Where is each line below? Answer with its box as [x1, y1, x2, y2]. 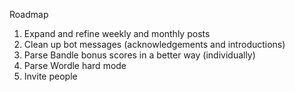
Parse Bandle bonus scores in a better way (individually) [23, 49, 256, 61]
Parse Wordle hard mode [23, 60, 127, 71]
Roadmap [9, 9, 49, 20]
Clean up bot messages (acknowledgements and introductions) [23, 39, 286, 50]
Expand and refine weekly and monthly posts [23, 28, 211, 39]
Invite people [23, 70, 78, 82]
